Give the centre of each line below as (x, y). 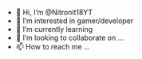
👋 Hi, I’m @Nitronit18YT (54, 12)
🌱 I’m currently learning (54, 29)
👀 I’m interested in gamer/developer (75, 21)
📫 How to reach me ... (53, 47)
